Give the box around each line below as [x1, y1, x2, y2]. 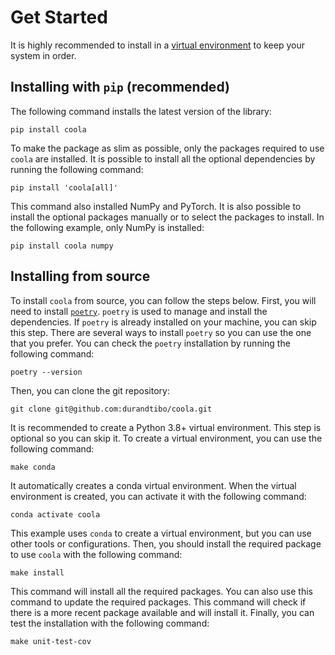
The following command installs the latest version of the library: [10, 105, 272, 117]
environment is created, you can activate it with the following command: [10, 490, 307, 502]
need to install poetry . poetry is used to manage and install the [10, 305, 268, 317]
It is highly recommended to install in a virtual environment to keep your [10, 39, 305, 51]
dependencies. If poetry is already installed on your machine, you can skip [10, 316, 317, 328]
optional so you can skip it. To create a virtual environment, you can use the [10, 432, 323, 444]
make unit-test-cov [10, 636, 92, 646]
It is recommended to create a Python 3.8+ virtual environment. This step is [10, 421, 322, 433]
